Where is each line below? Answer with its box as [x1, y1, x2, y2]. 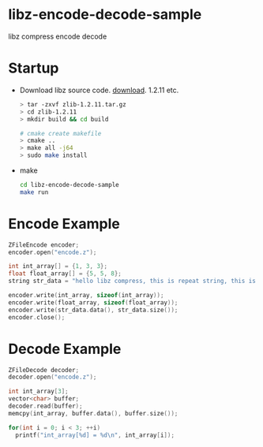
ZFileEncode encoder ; [8, 240, 80, 249]
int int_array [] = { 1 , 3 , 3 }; [8, 263, 108, 270]
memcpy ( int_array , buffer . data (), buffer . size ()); [8, 409, 178, 417]
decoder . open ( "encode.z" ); [8, 373, 97, 382]
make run [19, 188, 49, 196]
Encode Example [8, 214, 120, 233]
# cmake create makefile [19, 129, 102, 137]
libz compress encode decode [8, 32, 107, 41]
